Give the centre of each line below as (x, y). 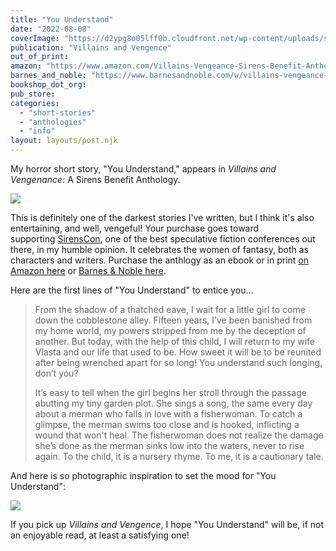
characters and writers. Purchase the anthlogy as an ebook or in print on (160, 260)
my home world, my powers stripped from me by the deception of (170, 330)
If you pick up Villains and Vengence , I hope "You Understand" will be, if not (167, 524)
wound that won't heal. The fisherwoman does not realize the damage (179, 435)
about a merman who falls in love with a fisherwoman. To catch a (168, 414)
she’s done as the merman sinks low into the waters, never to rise (169, 445)
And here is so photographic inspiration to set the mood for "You (143, 475)
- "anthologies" (53, 122)
